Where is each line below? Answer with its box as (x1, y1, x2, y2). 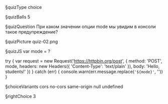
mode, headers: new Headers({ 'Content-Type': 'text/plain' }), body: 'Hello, (5, 63, 160, 69)
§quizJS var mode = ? (5, 48, 51, 54)
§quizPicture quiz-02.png (5, 38, 58, 44)
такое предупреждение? (5, 29, 58, 34)
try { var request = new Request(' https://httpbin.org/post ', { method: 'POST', (5, 58, 162, 64)
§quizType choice (5, 4, 42, 10)
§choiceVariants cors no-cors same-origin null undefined (5, 83, 123, 89)
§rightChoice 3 (5, 93, 36, 99)
